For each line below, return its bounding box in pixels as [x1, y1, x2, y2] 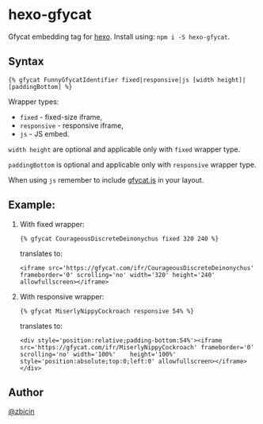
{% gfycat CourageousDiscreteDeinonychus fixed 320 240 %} [19, 234, 219, 243]
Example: [8, 199, 55, 212]
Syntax [8, 55, 44, 68]
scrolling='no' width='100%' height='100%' [19, 350, 177, 358]
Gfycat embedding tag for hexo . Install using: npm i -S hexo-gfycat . [8, 32, 231, 41]
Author [8, 385, 44, 399]
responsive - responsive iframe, [19, 121, 124, 130]
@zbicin [8, 407, 35, 416]
